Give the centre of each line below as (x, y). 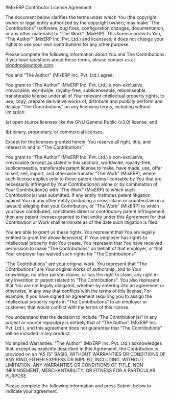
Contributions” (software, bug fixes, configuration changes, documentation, (85, 28)
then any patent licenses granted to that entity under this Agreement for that (86, 217)
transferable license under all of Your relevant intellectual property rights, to (85, 96)
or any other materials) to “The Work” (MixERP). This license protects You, (83, 33)
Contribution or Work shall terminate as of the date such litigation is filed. (82, 222)
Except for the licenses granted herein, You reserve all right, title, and (78, 142)
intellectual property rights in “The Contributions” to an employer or (76, 302)
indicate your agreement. (32, 391)
